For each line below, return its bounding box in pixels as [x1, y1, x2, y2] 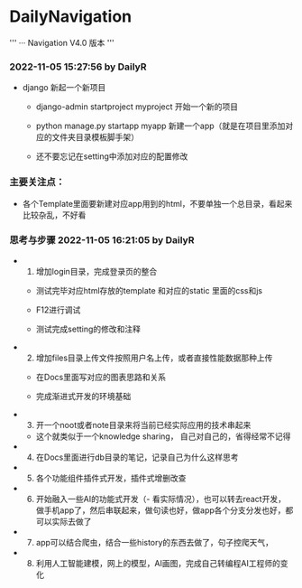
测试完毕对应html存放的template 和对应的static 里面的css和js [35, 285, 263, 295]
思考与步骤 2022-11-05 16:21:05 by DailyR [9, 234, 195, 247]
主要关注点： [9, 176, 66, 189]
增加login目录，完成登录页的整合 [35, 266, 158, 276]
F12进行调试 [35, 304, 81, 315]
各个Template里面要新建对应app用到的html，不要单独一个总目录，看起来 [22, 198, 293, 209]
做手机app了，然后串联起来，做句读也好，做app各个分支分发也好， [35, 504, 286, 516]
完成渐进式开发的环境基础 [35, 390, 132, 401]
